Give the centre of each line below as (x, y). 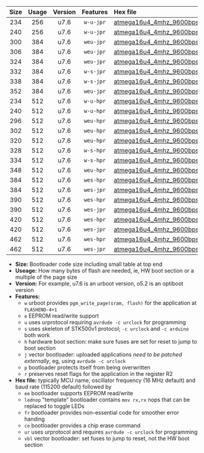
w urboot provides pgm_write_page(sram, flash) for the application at (110, 303)
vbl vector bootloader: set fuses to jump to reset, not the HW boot (107, 438)
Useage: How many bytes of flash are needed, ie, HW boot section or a (104, 271)
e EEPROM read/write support (61, 316)
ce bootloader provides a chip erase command (82, 425)
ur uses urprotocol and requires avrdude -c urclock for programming (111, 432)
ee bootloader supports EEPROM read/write (79, 393)
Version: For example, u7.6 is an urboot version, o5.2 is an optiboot (99, 284)
